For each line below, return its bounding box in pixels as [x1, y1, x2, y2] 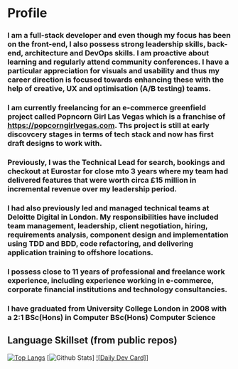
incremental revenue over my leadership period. [7, 183, 178, 193]
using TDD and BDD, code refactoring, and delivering [7, 238, 194, 248]
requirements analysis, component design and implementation [7, 230, 229, 240]
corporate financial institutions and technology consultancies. [7, 284, 228, 294]
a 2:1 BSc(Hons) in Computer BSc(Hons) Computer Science [7, 312, 216, 322]
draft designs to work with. [7, 139, 102, 149]
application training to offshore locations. [7, 247, 154, 257]
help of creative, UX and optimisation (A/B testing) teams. [7, 84, 212, 94]
